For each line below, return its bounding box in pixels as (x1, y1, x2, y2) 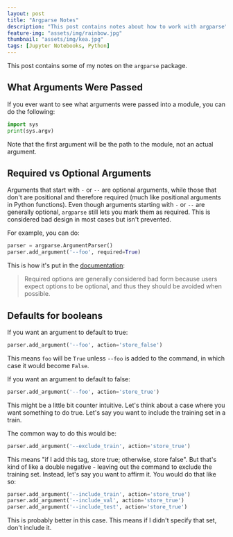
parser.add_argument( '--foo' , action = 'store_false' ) (7, 341, 163, 348)
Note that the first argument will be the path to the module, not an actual (7, 140, 214, 148)
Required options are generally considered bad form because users (24, 275, 218, 283)
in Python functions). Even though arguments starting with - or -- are (7, 201, 205, 209)
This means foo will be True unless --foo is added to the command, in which (7, 354, 225, 362)
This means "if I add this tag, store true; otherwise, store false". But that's (7, 455, 217, 463)
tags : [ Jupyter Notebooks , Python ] (7, 42, 110, 49)
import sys (7, 121, 39, 128)
